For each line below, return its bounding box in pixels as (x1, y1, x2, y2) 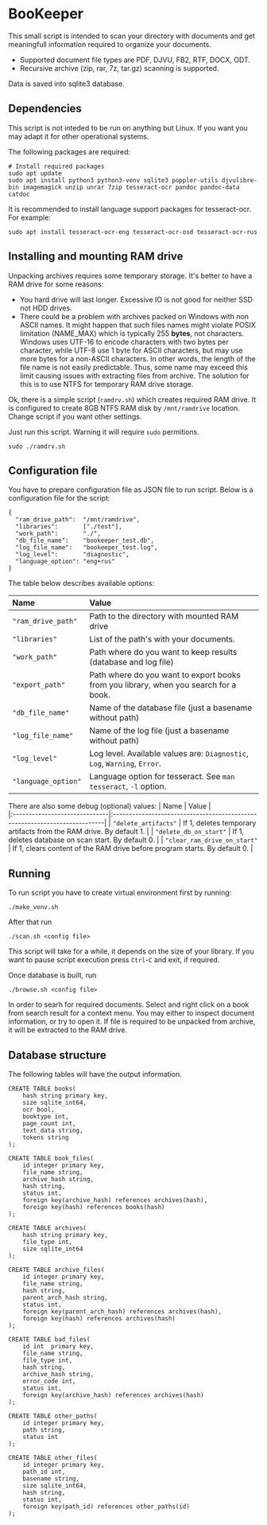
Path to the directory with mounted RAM (89, 610, 239, 622)
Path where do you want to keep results (89, 646, 238, 657)
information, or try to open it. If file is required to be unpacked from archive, (8, 1016, 256, 1027)
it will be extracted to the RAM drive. (8, 1025, 127, 1035)
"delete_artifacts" (112, 820, 177, 828)
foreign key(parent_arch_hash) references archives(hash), (22, 1308, 222, 1316)
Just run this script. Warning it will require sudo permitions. (8, 427, 200, 436)
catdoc (8, 190, 30, 198)
